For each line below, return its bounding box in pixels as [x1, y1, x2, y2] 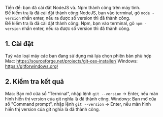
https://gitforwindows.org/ [5, 63, 59, 69]
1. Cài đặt [5, 40, 33, 48]
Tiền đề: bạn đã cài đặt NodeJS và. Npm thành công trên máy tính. [5, 5, 141, 10]
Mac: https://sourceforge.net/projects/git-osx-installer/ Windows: [5, 58, 138, 64]
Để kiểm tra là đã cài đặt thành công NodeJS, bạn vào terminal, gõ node [5, 10, 150, 16]
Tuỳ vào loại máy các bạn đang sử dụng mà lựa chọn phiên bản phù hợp [5, 53, 152, 58]
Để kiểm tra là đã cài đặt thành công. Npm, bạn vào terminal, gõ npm [5, 20, 143, 26]
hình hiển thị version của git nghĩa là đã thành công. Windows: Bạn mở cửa [5, 96, 157, 102]
